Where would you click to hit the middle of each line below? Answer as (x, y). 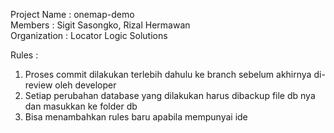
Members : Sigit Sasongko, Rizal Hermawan (100, 25)
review (38, 85)
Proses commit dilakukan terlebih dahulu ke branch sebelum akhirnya (168, 74)
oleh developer (85, 85)
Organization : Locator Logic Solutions (89, 35)
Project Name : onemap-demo (72, 14)
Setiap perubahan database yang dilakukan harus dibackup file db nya (170, 95)
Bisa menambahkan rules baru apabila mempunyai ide (136, 117)
